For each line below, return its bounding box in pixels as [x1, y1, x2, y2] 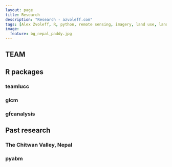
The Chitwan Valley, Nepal [5, 141, 73, 148]
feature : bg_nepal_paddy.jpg [10, 31, 72, 36]
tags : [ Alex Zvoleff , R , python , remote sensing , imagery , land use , [5, 21, 157, 27]
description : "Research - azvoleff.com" [5, 17, 93, 22]
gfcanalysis [5, 110, 35, 117]
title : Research [5, 12, 40, 17]
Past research [5, 126, 51, 134]
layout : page [5, 7, 33, 13]
